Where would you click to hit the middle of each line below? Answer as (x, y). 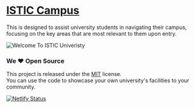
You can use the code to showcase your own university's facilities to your (98, 81)
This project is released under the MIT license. (64, 74)
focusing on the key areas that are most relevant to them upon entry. (91, 33)
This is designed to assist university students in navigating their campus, (97, 27)
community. (21, 87)
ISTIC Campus (43, 11)
